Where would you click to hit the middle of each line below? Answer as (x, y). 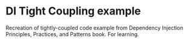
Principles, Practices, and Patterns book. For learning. (73, 34)
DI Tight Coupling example (73, 11)
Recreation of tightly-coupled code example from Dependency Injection (94, 28)
